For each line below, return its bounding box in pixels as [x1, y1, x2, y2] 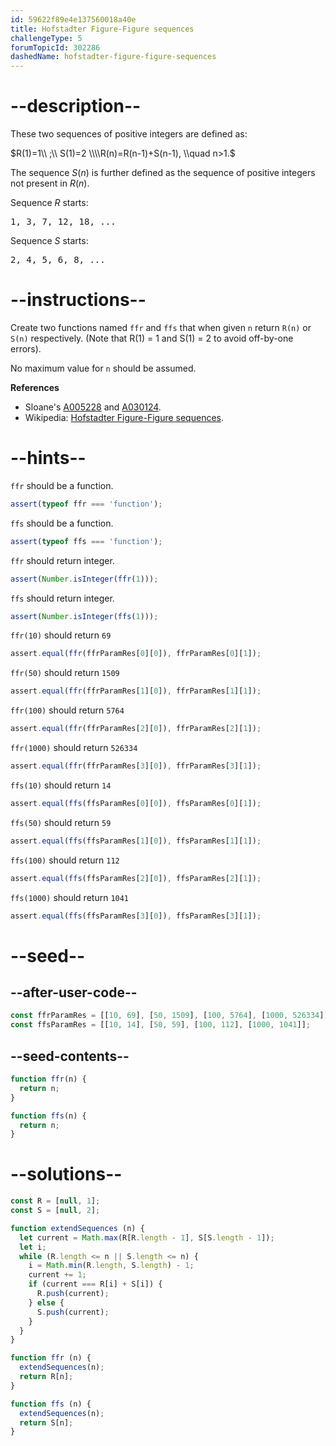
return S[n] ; [19, 1417, 74, 1428]
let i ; [19, 1242, 47, 1252]
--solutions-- [10, 1163, 123, 1186]
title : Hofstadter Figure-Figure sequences [10, 24, 195, 34]
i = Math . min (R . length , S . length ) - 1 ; [28, 1261, 195, 1271]
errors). [10, 343, 42, 355]
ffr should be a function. [10, 479, 114, 491]
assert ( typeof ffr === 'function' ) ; [10, 499, 163, 509]
